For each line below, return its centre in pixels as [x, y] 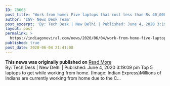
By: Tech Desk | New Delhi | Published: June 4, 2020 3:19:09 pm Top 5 [79, 67]
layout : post [19, 29]
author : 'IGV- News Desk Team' [38, 19]
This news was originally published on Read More [58, 62]
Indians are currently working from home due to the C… [63, 78]
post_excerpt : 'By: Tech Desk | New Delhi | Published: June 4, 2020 [80, 24]
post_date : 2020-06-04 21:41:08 [39, 48]
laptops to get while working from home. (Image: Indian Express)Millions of [83, 73]
